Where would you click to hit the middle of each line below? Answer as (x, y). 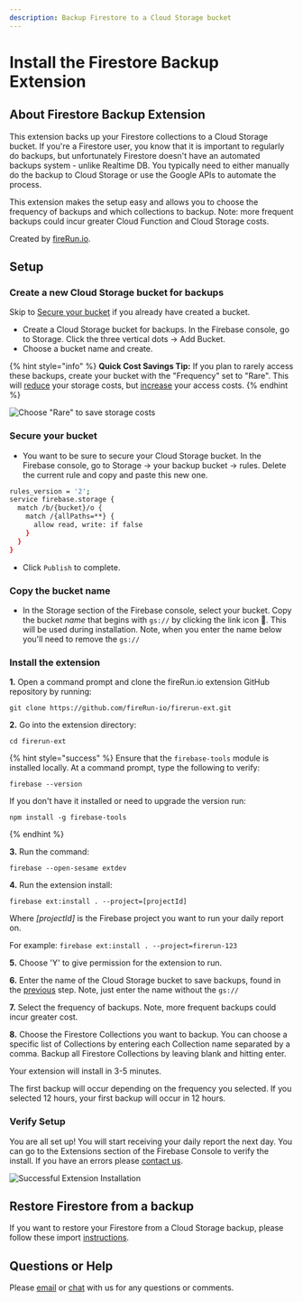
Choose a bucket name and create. (87, 349)
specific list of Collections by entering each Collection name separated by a (150, 1044)
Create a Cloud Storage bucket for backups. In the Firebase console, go (156, 329)
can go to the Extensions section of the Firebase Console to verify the (139, 1150)
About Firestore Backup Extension (107, 115)
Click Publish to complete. (71, 567)
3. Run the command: (50, 852)
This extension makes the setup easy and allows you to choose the (134, 202)
